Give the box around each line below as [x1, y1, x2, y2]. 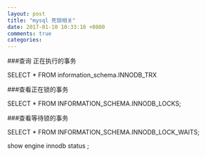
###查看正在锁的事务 [7, 85, 69, 94]
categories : [7, 37, 42, 44]
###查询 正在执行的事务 [7, 57, 77, 65]
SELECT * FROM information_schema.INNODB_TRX [7, 71, 157, 80]
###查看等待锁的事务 [7, 114, 69, 123]
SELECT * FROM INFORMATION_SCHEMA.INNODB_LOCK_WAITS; [7, 128, 200, 137]
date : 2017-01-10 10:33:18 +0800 [7, 23, 105, 30]
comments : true [7, 30, 52, 37]
